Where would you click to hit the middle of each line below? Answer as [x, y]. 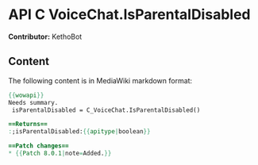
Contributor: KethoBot [45, 36]
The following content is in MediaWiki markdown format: [100, 80]
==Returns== [28, 125]
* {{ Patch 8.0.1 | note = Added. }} [60, 153]
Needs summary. [33, 102]
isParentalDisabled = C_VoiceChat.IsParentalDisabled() [106, 110]
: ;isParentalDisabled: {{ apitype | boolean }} [79, 132]
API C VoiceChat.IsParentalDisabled [129, 15]
